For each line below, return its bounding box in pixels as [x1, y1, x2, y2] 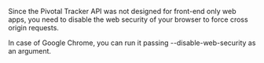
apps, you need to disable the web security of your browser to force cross [8, 15, 249, 24]
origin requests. [8, 23, 59, 32]
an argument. [8, 47, 52, 55]
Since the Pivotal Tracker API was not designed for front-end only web [8, 7, 236, 16]
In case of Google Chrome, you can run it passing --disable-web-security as [8, 38, 256, 47]
